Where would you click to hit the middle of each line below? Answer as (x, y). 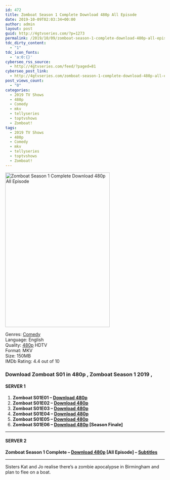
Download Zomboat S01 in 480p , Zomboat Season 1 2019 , (79, 374)
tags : (11, 128)
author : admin (20, 24)
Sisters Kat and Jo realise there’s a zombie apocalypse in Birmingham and (82, 466)
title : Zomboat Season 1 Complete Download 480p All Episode (71, 15)
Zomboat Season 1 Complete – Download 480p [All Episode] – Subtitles (81, 452)
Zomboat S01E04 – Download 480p (51, 414)
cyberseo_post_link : (27, 71)
